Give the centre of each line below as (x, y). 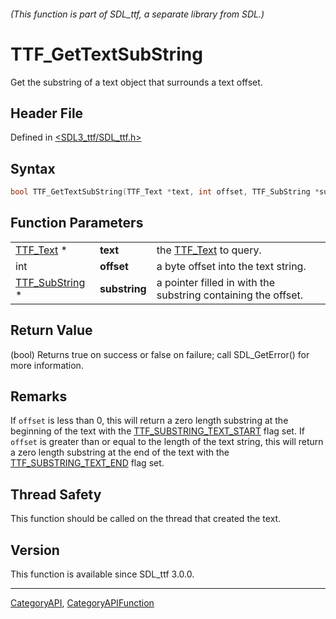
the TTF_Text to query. (209, 250)
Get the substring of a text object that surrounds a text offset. (136, 82)
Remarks (39, 396)
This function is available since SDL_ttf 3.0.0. (102, 574)
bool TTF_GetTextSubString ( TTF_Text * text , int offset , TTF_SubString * (165, 192)
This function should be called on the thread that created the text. (146, 519)
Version (35, 550)
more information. (47, 365)
